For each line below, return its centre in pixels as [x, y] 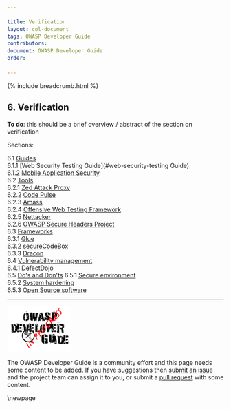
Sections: [21, 145]
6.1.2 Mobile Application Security [53, 173]
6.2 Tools [20, 180]
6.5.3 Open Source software [47, 290]
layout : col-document [38, 29]
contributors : [27, 44]
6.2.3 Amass [25, 202]
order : [16, 59]
